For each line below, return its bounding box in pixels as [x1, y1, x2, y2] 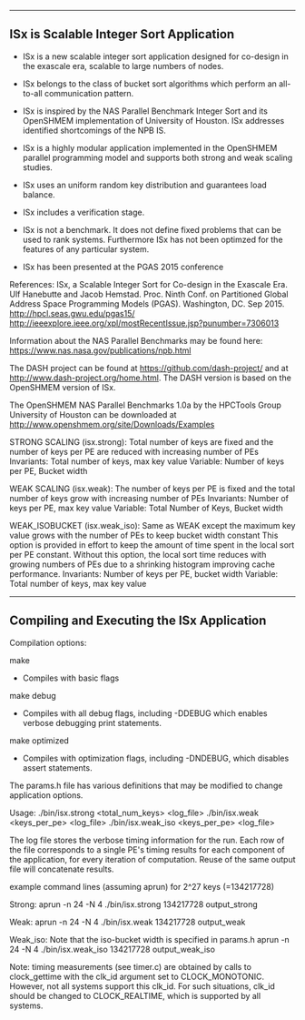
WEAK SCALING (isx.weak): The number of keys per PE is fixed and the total [9, 483, 296, 494]
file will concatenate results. [9, 863, 114, 874]
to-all [22, 87, 43, 98]
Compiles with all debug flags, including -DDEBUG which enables [22, 707, 268, 719]
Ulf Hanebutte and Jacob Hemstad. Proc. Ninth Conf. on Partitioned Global [9, 288, 289, 299]
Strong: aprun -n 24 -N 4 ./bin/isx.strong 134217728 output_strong [9, 898, 259, 910]
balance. [22, 188, 56, 200]
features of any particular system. [22, 243, 150, 255]
